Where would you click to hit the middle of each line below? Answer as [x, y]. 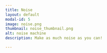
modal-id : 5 [18, 19]
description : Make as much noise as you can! [54, 38]
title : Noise [19, 10]
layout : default [22, 15]
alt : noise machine [26, 33]
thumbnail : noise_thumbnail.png [39, 29]
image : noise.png [23, 24]
